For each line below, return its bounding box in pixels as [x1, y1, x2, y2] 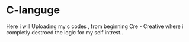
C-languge [6, 3, 60, 17]
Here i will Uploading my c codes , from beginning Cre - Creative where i [6, 23, 184, 30]
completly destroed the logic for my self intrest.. [6, 29, 123, 36]
